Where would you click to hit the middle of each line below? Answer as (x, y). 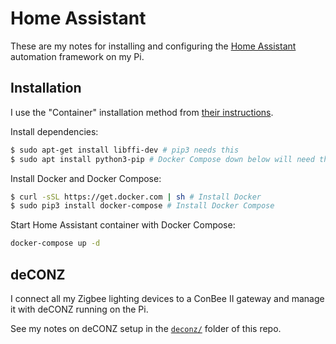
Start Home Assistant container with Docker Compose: (123, 225)
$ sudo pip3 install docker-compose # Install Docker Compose (142, 206)
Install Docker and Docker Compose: (86, 178)
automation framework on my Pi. (77, 56)
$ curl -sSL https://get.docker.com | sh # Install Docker (136, 197)
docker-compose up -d (55, 243)
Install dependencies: (54, 131)
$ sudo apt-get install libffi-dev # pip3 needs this (125, 150)
